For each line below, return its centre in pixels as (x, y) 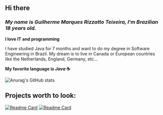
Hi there (18, 8)
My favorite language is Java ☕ (38, 69)
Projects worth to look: (41, 96)
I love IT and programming (32, 39)
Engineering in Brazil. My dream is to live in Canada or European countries (80, 54)
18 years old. (21, 28)
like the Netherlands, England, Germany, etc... (52, 59)
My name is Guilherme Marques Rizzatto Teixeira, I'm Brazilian (82, 22)
